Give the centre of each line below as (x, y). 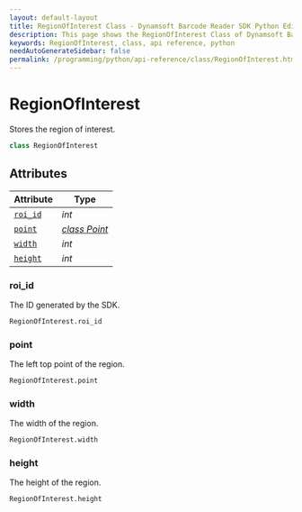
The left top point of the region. (67, 364)
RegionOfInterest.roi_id (56, 321)
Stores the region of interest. (62, 129)
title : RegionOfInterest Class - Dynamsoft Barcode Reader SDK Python (144, 26)
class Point (85, 229)
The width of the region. (54, 424)
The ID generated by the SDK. (65, 305)
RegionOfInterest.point (54, 381)
